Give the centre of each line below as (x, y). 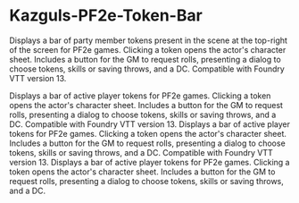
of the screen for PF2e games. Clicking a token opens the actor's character (148, 49)
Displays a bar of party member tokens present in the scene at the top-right (149, 40)
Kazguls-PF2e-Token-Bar (106, 16)
